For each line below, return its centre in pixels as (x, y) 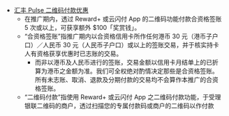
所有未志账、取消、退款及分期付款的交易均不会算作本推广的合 (124, 80)
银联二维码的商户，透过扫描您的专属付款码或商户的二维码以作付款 (119, 106)
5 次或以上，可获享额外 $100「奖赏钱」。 (82, 27)
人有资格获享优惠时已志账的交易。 (73, 53)
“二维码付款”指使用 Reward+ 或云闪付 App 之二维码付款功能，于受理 (123, 97)
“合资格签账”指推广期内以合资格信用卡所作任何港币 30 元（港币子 (118, 36)
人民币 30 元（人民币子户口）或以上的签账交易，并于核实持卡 (131, 45)
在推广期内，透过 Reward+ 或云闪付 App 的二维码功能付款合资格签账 (123, 19)
